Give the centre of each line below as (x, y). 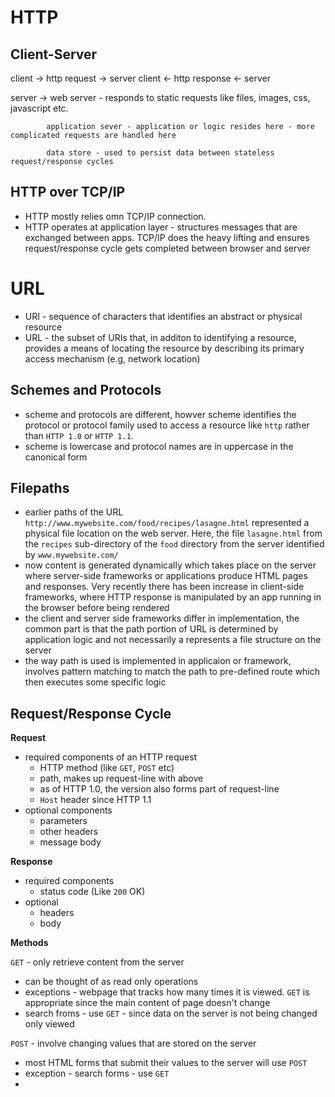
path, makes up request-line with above (121, 778)
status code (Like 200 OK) (92, 892)
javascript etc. (39, 108)
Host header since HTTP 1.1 (95, 800)
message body (70, 842)
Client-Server (54, 54)
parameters (63, 821)
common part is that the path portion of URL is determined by (151, 629)
